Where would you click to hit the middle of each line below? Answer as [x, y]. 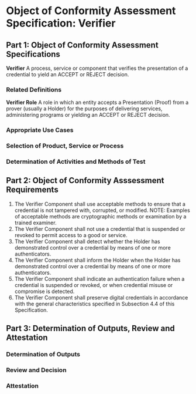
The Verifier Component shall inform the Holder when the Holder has [97, 260]
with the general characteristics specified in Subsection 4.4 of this [94, 304]
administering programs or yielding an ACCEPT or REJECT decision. [88, 115]
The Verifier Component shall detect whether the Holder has [87, 241]
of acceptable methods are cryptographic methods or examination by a [100, 216]
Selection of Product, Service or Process [65, 146]
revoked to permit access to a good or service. [71, 235]
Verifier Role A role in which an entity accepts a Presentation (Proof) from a [97, 102]
